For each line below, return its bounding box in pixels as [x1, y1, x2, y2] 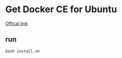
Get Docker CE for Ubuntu [5, 4, 117, 15]
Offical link [5, 20, 28, 26]
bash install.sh [5, 48, 40, 54]
